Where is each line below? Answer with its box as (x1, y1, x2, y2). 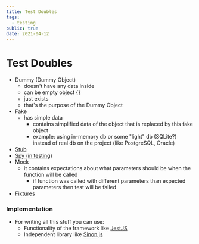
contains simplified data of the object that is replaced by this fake (32, 120, 194, 128)
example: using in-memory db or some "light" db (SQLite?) (32, 133, 177, 140)
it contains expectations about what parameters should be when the (23, 165, 191, 172)
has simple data (23, 114, 63, 121)
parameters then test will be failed (32, 184, 117, 191)
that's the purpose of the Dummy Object (23, 102, 123, 109)
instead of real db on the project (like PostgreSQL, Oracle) (32, 139, 175, 146)
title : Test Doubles (6, 8, 58, 15)
